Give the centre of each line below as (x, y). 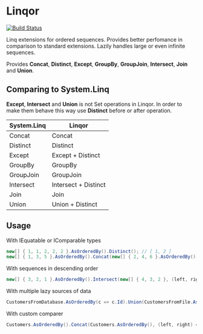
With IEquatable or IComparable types (54, 240)
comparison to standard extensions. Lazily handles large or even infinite (96, 46)
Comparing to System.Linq (58, 90)
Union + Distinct (75, 204)
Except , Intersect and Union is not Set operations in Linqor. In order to (94, 104)
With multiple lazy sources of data (49, 291)
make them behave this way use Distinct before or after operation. (89, 111)
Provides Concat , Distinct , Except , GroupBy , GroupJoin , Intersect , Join (97, 64)
